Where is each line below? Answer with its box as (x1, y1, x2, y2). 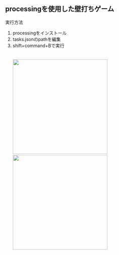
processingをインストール (12, 30, 67, 36)
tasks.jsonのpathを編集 (12, 36, 61, 42)
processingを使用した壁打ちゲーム (5, 5, 114, 14)
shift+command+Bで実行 (12, 42, 65, 48)
